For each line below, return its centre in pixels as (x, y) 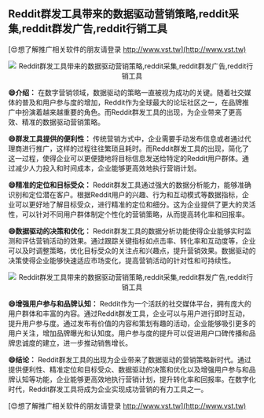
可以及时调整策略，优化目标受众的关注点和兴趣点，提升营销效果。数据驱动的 (132, 251)
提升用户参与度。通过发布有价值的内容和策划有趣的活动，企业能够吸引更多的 (132, 323)
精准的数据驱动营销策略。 (63, 122)
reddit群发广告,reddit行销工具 (95, 29)
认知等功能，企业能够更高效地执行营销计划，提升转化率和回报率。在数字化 (135, 379)
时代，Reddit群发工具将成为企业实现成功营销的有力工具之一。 (108, 389)
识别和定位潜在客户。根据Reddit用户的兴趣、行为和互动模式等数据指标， (125, 194)
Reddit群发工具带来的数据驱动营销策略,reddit (119, 14)
